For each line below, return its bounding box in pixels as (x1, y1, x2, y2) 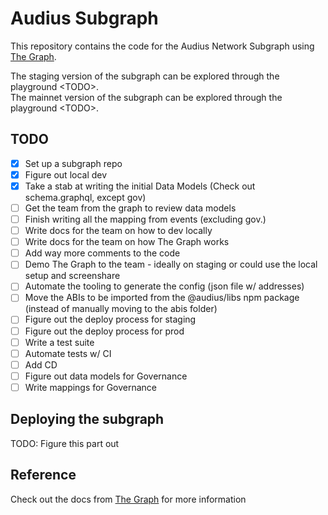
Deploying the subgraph (10, 411, 165, 428)
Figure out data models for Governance (24, 370, 188, 382)
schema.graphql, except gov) (24, 191, 147, 203)
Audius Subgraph (10, 7, 159, 30)
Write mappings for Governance (24, 381, 158, 393)
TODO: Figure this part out (10, 437, 120, 449)
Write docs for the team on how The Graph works (24, 236, 230, 248)
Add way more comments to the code (24, 247, 181, 259)
